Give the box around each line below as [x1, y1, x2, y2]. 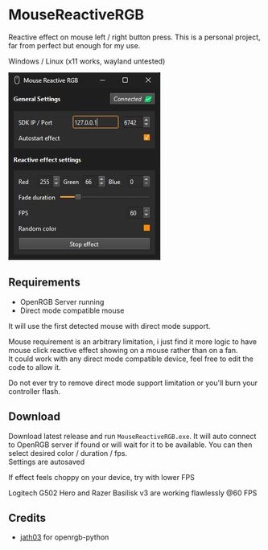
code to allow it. [8, 362, 62, 371]
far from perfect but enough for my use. [8, 40, 141, 50]
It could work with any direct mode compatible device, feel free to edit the [8, 354, 254, 363]
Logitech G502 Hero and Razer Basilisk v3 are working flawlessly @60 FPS [8, 488, 258, 498]
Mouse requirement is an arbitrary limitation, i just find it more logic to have [8, 336, 258, 347]
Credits [8, 511, 47, 524]
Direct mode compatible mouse [19, 306, 125, 315]
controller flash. [8, 386, 60, 396]
